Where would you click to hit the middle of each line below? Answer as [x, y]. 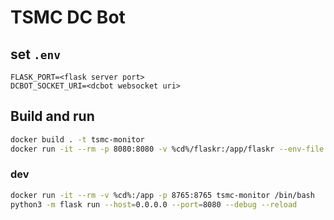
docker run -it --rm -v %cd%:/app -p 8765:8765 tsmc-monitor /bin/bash [162, 195]
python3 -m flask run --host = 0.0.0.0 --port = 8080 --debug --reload [154, 204]
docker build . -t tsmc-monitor [77, 139]
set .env [35, 54]
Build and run [52, 116]
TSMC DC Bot [68, 17]
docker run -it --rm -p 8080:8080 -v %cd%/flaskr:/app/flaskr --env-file [167, 149]
